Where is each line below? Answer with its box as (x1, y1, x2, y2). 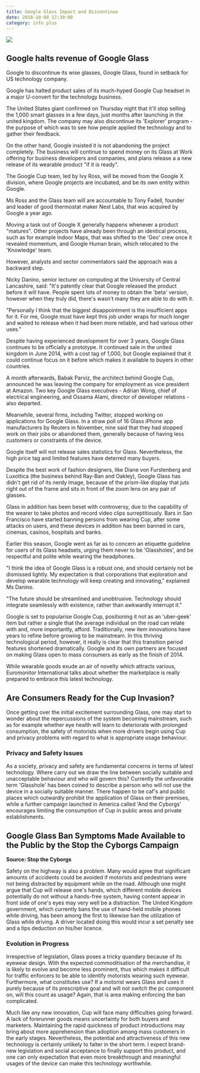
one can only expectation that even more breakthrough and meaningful (6, 1053, 181, 1061)
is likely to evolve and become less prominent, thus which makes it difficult (6, 966, 189, 973)
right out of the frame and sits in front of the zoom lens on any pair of (6, 485, 176, 493)
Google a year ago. (6, 210, 53, 217)
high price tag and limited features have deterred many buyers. (6, 455, 161, 462)
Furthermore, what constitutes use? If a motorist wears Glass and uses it (6, 979, 184, 986)
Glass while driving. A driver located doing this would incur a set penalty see (6, 918, 194, 925)
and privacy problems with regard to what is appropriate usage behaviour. (6, 734, 187, 741)
